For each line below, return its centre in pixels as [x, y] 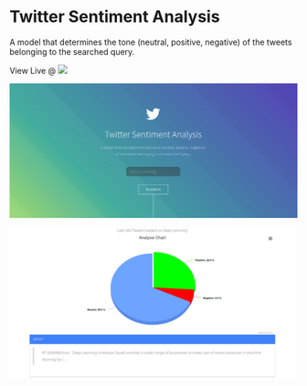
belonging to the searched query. [72, 51]
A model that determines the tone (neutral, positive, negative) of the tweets [151, 42]
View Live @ [33, 70]
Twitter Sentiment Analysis [115, 17]
